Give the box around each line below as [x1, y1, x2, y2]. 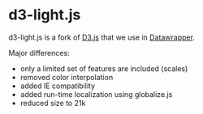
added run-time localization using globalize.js [19, 89, 173, 99]
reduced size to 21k [19, 98, 86, 108]
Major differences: [8, 48, 71, 57]
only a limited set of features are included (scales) [19, 63, 188, 74]
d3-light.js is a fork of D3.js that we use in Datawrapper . [8, 32, 195, 42]
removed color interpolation [19, 72, 114, 82]
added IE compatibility [19, 81, 96, 91]
